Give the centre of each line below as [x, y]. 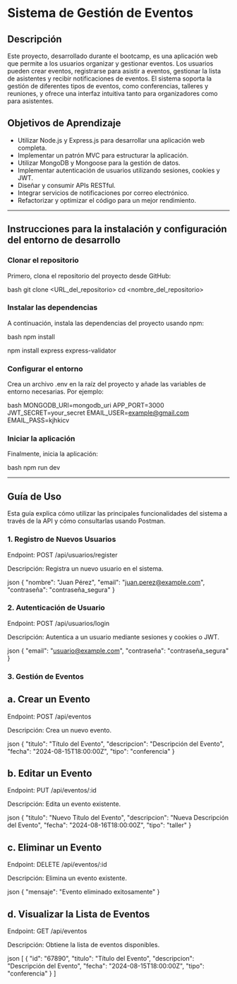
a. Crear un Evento [49, 700]
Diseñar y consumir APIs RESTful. [67, 185]
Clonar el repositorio [43, 261]
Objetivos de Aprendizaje [64, 123]
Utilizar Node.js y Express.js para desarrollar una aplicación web [111, 140]
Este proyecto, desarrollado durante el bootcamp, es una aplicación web [113, 56]
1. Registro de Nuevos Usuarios [62, 540]
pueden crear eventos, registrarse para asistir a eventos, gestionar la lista [114, 71]
